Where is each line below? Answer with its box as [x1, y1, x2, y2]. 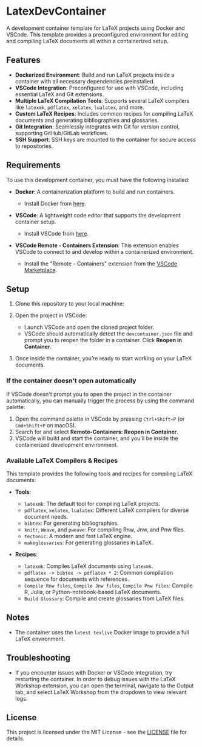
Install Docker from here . [24, 200, 86, 207]
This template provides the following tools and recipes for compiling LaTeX [6, 470, 193, 477]
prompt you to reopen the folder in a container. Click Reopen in [24, 337, 182, 344]
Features [6, 55, 41, 65]
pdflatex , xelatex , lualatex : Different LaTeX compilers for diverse [24, 507, 189, 514]
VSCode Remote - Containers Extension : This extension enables [15, 242, 179, 249]
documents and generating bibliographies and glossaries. [15, 116, 160, 124]
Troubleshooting [6, 653, 71, 663]
